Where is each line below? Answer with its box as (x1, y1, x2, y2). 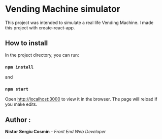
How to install (5, 39, 48, 47)
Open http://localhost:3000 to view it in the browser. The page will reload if (5, 96, 158, 102)
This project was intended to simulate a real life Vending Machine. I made (5, 20, 154, 25)
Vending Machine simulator (5, 3, 121, 15)
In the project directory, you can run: (5, 52, 79, 58)
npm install (5, 64, 34, 69)
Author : (5, 116, 31, 124)
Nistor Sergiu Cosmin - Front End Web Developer (5, 129, 106, 135)
